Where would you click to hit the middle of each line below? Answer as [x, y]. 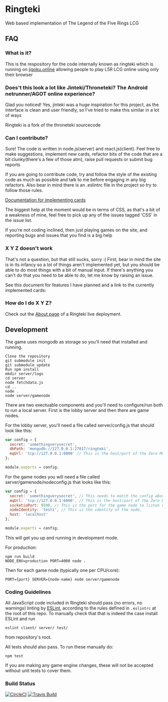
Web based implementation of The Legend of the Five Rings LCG [72, 23]
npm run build [20, 556]
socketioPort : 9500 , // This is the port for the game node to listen [85, 505]
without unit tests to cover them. [38, 670]
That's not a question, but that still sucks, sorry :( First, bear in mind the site [83, 259]
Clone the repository [28, 356]
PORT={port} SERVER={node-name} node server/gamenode [62, 579]
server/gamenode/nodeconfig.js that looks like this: [58, 482]
